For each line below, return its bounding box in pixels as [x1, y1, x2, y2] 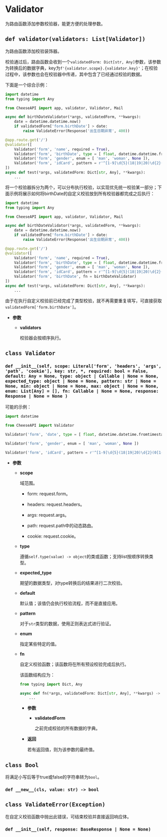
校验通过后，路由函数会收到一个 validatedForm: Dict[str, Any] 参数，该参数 [5, 58, 162, 64]
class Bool [5, 761, 39, 769]
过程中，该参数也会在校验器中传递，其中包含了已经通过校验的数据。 [5, 71, 145, 77]
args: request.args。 [27, 512, 70, 518]
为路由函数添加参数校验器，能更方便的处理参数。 [5, 20, 105, 26]
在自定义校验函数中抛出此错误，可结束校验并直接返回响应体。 [5, 814, 132, 820]
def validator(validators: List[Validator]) [5, 35, 146, 43]
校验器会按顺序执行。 [19, 335, 64, 341]
